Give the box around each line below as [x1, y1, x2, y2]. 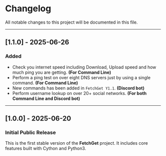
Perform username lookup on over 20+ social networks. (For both [12, 90, 147, 96]
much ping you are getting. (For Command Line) [12, 69, 111, 75]
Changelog [5, 3, 51, 14]
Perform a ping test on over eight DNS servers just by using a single [12, 74, 151, 80]
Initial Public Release [5, 129, 56, 136]
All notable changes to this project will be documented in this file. [5, 19, 138, 25]
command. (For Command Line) [12, 80, 78, 86]
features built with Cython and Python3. [5, 146, 86, 152]
